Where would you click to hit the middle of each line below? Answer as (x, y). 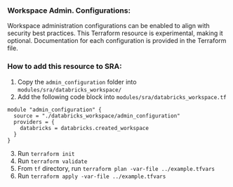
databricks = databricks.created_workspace (85, 128)
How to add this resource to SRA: (65, 67)
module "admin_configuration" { (54, 110)
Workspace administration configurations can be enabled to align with (109, 26)
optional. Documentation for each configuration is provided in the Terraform (117, 41)
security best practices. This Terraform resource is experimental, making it (115, 33)
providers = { (34, 122)
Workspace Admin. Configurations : (69, 11)
